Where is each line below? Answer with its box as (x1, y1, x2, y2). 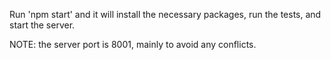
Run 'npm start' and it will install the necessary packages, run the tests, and (9, 9, 322, 20)
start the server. (9, 19, 76, 31)
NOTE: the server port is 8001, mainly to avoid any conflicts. (9, 39, 257, 50)
